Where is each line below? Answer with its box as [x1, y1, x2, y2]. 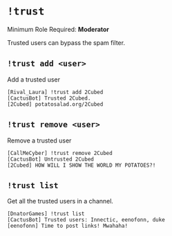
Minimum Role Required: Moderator [7, 25, 109, 33]
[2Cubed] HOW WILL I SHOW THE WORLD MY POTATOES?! [7, 161, 156, 169]
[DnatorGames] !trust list [7, 210, 85, 217]
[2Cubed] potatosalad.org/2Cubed [7, 100, 104, 108]
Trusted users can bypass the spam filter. [7, 38, 126, 46]
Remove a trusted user [7, 136, 72, 145]
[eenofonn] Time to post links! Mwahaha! [7, 223, 128, 230]
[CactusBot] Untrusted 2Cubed [7, 156, 95, 163]
